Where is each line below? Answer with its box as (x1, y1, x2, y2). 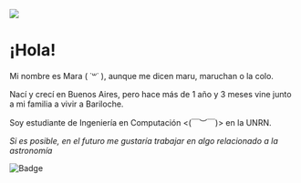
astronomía (9, 145, 53, 156)
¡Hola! (9, 40, 57, 61)
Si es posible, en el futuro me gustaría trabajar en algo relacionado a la (9, 135, 278, 146)
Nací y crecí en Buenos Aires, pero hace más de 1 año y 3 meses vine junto (9, 88, 292, 99)
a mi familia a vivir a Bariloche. (9, 98, 124, 109)
